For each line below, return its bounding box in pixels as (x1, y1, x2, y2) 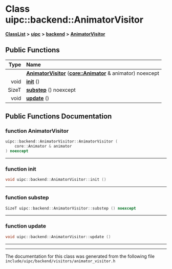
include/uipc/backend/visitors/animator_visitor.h (5, 258, 116, 264)
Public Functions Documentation (5, 112, 112, 121)
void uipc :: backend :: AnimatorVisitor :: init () (5, 177, 106, 182)
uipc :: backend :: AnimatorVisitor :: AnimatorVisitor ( (5, 139, 118, 144)
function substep (5, 194, 49, 201)
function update (5, 222, 46, 230)
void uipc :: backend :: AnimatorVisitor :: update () (5, 234, 111, 239)
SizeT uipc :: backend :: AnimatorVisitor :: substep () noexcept (5, 205, 137, 211)
